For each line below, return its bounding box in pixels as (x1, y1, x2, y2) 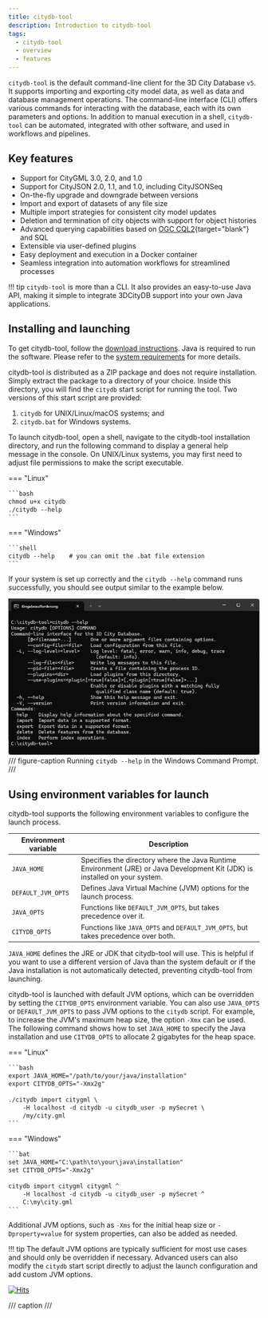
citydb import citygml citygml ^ (8, 1182, 120, 1190)
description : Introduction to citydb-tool (8, 21, 152, 30)
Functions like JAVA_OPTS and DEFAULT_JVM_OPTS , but (81, 923, 249, 932)
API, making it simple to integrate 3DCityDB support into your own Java (8, 290, 243, 300)
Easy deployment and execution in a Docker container (19, 249, 198, 259)
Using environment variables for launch (8, 788, 210, 801)
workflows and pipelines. (8, 129, 91, 138)
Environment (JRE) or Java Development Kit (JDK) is (81, 863, 254, 873)
